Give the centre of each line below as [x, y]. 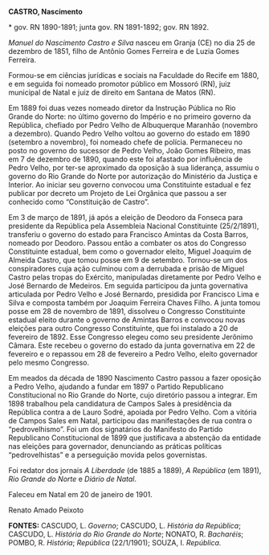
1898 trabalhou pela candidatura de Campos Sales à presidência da [120, 404]
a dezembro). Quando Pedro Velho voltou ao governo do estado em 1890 [129, 133]
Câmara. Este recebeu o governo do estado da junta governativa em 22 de [132, 345]
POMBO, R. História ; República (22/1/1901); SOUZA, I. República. [115, 543]
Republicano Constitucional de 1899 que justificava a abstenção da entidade [135, 438]
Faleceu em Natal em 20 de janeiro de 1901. [80, 494]
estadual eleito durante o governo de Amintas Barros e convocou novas [127, 320]
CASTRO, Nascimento [45, 12]
